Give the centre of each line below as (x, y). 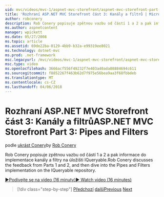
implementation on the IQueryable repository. (51, 170)
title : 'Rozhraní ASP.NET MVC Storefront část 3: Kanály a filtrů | (76, 14)
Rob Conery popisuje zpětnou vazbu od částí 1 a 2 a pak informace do (76, 155)
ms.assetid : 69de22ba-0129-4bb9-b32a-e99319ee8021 (58, 46)
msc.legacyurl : (20, 60)
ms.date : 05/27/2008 (26, 37)
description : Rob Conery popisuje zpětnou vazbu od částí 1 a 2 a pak (78, 23)
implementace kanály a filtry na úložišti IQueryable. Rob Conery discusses (79, 160)
